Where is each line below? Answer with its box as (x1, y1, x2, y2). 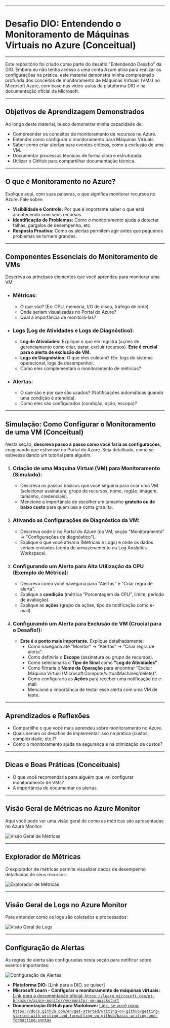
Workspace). (20, 550, 47, 556)
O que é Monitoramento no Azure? (5, 177, 116, 186)
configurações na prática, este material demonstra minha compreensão (5, 72, 154, 78)
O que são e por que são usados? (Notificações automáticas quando (20, 389, 163, 396)
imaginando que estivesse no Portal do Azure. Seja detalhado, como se (5, 447, 154, 453)
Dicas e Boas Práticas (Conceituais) (5, 760, 120, 769)
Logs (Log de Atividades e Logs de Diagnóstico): (12, 327, 134, 334)
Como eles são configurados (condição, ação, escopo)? (20, 401, 138, 407)
